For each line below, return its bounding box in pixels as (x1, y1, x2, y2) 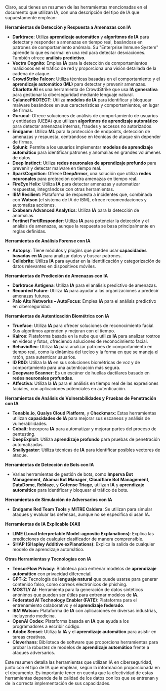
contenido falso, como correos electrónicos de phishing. (12, 581, 127, 587)
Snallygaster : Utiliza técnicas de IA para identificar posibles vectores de (12, 447, 161, 453)
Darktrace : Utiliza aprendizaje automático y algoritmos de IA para (12, 34, 149, 40)
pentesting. (12, 431, 36, 437)
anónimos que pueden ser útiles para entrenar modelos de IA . (12, 592, 139, 598)
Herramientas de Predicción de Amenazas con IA (5, 273, 108, 278)
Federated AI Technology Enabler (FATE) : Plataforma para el (12, 597, 137, 603)
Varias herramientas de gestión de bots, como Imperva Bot (12, 471, 133, 477)
